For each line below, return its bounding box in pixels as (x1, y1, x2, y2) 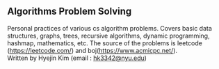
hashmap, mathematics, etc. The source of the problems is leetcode (7, 38, 203, 47)
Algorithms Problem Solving (7, 6, 132, 17)
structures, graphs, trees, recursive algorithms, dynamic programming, (7, 31, 210, 40)
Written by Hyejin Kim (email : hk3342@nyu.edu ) (7, 54, 147, 62)
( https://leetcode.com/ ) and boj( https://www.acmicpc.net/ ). (7, 46, 178, 54)
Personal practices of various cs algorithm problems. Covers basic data (7, 24, 212, 32)
